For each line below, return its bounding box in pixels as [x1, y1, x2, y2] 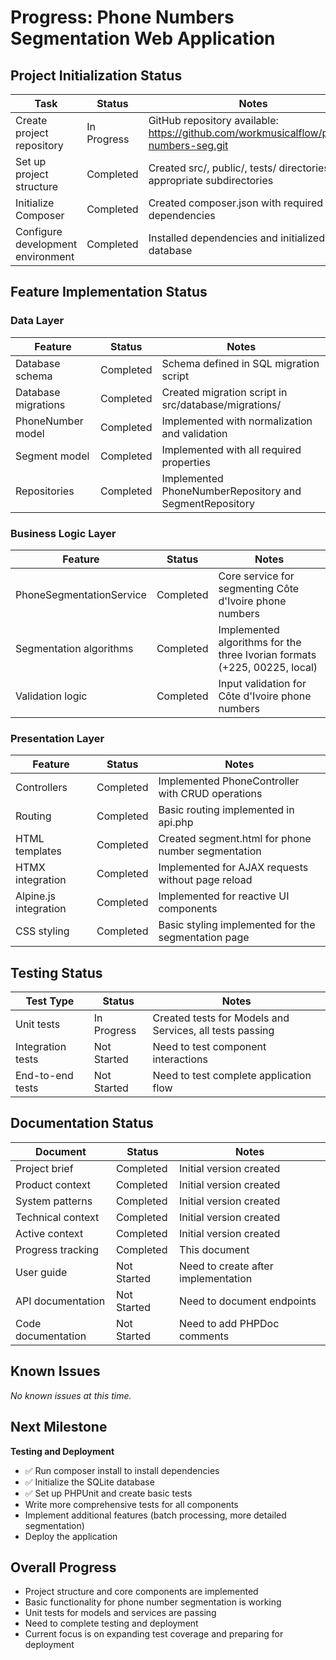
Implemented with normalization [161, 414, 313, 428]
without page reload [158, 873, 253, 887]
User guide [15, 1265, 68, 1279]
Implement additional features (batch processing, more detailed [24, 1509, 287, 1521]
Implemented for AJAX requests [158, 861, 309, 875]
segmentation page [158, 931, 250, 945]
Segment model [15, 449, 90, 463]
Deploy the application [24, 1530, 118, 1542]
